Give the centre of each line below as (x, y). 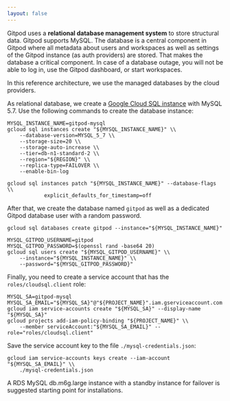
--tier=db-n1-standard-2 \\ (59, 153)
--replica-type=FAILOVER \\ (59, 165)
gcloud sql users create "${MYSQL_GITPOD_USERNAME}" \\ (89, 252)
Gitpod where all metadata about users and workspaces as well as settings (113, 47)
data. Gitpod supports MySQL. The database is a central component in (107, 40)
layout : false (27, 13)
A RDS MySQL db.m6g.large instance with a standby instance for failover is (114, 382)
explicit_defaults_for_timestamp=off (98, 195)
